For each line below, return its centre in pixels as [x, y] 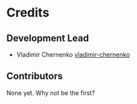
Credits [28, 13]
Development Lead [48, 38]
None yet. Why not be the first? [51, 93]
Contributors [35, 76]
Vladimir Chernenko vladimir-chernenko [73, 54]
